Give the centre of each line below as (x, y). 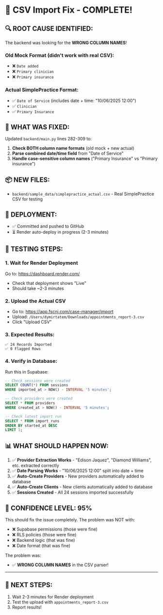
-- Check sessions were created (38, 381)
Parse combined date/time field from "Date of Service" (68, 154)
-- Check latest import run (33, 417)
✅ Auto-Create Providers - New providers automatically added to (78, 476)
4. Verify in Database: (31, 361)
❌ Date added (25, 66)
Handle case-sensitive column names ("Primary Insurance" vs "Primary (85, 159)
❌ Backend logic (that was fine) (43, 540)
